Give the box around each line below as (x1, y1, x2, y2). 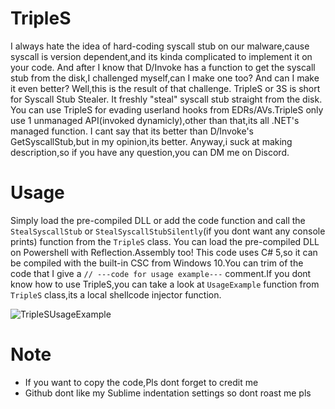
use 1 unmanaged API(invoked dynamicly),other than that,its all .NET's (10, 114, 300, 126)
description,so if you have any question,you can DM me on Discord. (10, 146, 290, 158)
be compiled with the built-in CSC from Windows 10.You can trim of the (10, 257, 304, 269)
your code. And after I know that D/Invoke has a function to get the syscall (10, 61, 316, 73)
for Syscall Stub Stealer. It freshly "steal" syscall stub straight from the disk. (10, 93, 323, 105)
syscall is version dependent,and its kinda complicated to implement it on (10, 50, 313, 62)
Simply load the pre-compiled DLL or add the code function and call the (10, 214, 306, 226)
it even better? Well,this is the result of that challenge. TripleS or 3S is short (10, 82, 321, 94)
